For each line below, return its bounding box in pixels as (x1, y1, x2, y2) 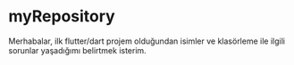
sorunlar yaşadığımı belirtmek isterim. (8, 45, 147, 55)
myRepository (8, 6, 115, 27)
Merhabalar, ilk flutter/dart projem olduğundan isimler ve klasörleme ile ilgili (8, 36, 285, 46)
